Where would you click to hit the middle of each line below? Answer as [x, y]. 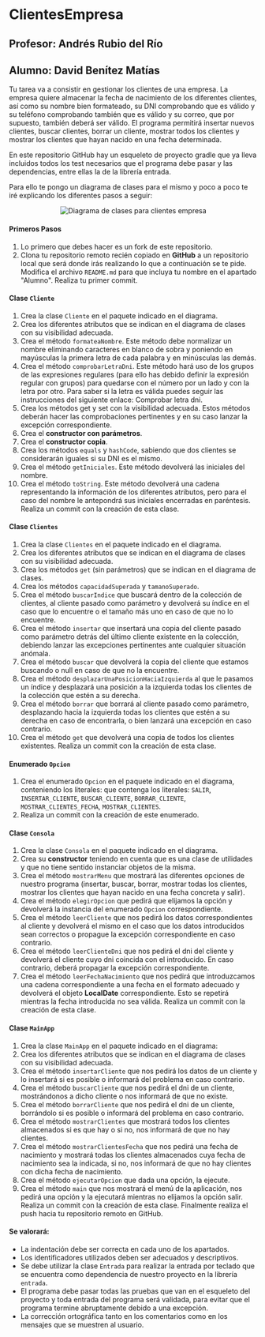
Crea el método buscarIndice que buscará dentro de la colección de [131, 595]
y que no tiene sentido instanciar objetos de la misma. [108, 867]
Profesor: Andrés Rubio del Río [86, 44]
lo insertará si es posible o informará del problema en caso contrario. [132, 1079]
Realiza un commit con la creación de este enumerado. [110, 815]
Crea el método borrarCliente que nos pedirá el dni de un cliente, [127, 1104]
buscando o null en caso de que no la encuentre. [100, 670]
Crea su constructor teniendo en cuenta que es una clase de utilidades [136, 859]
